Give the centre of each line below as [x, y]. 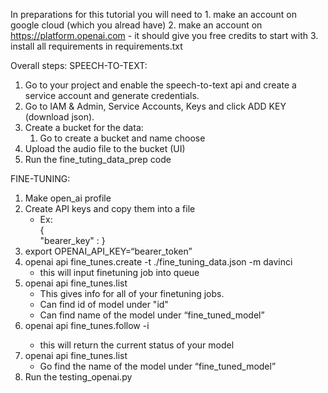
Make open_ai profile [68, 198]
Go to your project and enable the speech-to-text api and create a [160, 85]
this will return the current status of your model [137, 345]
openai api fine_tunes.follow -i [87, 325]
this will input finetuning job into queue [119, 272]
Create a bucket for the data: [84, 127]
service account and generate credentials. [112, 95]
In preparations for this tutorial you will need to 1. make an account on [154, 14]
